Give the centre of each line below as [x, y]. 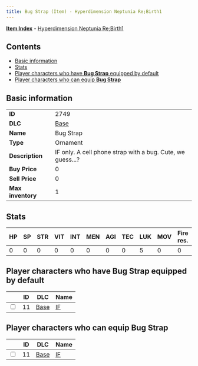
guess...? [67, 159]
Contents [24, 47]
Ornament [69, 143]
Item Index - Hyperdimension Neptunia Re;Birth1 [65, 28]
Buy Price [23, 169]
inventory [23, 196]
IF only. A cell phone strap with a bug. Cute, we [120, 152]
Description [26, 156]
